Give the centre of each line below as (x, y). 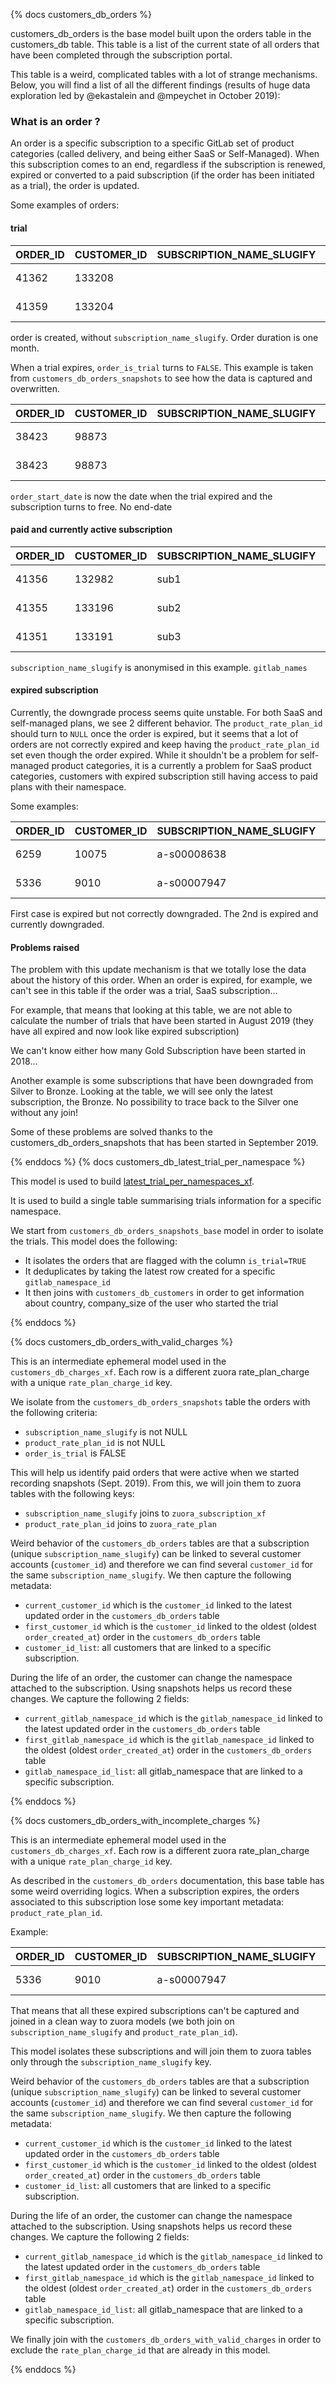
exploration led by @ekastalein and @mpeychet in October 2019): (145, 95)
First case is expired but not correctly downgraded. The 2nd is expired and (164, 913)
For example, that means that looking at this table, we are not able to (151, 1010)
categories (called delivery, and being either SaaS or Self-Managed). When (165, 154)
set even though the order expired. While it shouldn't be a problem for (154, 755)
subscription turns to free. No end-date (91, 506)
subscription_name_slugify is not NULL (106, 1432)
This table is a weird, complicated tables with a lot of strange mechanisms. (164, 74)
